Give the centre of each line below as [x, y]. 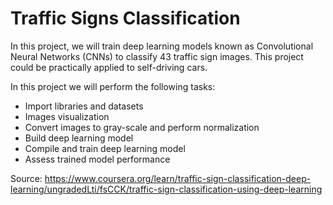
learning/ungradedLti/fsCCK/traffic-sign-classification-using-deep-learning [166, 189]
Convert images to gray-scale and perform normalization [142, 127]
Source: [26, 178]
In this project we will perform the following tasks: [113, 86]
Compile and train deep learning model [105, 148]
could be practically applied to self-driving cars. [109, 67]
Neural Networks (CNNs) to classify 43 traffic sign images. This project [157, 56]
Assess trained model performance [97, 159]
